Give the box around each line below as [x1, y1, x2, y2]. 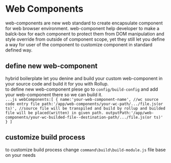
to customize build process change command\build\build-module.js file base [5, 146, 166, 153]
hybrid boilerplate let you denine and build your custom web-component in [5, 75, 163, 81]
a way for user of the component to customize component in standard [5, 41, 153, 47]
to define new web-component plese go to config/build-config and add [5, 86, 158, 92]
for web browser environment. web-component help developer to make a [5, 25, 160, 31]
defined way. [5, 47, 33, 53]
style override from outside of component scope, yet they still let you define [5, 36, 165, 42]
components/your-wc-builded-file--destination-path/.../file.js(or [5, 115, 152, 120]
